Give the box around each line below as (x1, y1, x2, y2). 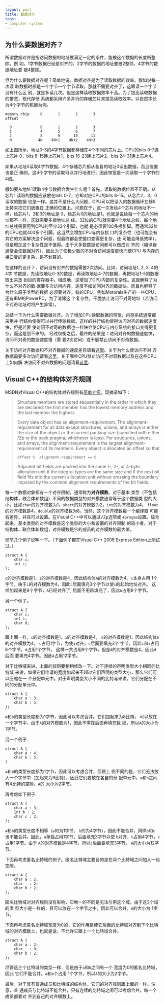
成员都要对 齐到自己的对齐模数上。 (5, 993, 75, 999)
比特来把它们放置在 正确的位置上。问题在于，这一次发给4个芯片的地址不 (5, 205, 151, 211)
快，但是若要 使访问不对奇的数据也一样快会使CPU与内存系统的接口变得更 (5, 324, 153, 330)
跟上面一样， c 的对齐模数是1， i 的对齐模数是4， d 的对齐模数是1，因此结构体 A (5, 634, 160, 640)
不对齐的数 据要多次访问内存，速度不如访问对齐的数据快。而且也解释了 (13, 283, 157, 289)
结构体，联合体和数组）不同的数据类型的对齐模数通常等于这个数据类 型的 (5, 495, 153, 501)
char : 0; (14, 946, 38, 951)
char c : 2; (14, 814, 38, 819)
